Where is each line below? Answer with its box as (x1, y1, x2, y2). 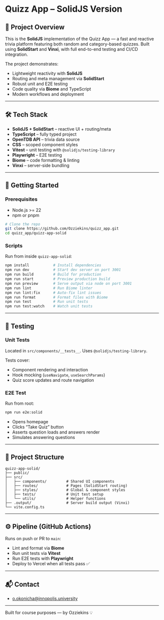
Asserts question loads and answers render (12, 429, 100, 435)
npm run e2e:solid (5, 410, 42, 415)
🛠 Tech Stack (5, 111, 48, 119)
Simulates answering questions (12, 435, 75, 440)
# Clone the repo (5, 222, 41, 227)
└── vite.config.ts (5, 505, 45, 509)
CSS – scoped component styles (12, 141, 78, 147)
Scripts (5, 242, 23, 249)
